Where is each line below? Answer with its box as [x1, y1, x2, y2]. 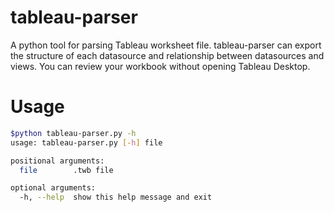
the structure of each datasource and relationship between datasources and [10, 49, 325, 61]
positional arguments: [10, 156, 105, 166]
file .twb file [19, 165, 114, 175]
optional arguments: [10, 183, 97, 193]
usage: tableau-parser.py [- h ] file [10, 137, 163, 148]
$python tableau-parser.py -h [10, 128, 137, 138]
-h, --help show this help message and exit [19, 192, 213, 203]
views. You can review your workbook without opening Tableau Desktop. [10, 60, 311, 72]
